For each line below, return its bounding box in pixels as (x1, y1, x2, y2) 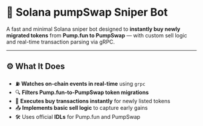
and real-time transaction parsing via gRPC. (6, 38, 115, 45)
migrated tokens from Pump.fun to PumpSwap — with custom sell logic (6, 31, 187, 39)
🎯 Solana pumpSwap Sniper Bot (6, 5, 168, 19)
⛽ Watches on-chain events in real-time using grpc (14, 80, 146, 87)
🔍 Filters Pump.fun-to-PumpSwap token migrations (14, 89, 149, 96)
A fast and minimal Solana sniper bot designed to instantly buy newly (6, 25, 181, 33)
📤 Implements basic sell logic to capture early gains (14, 104, 148, 111)
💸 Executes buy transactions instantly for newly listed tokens (14, 97, 170, 104)
